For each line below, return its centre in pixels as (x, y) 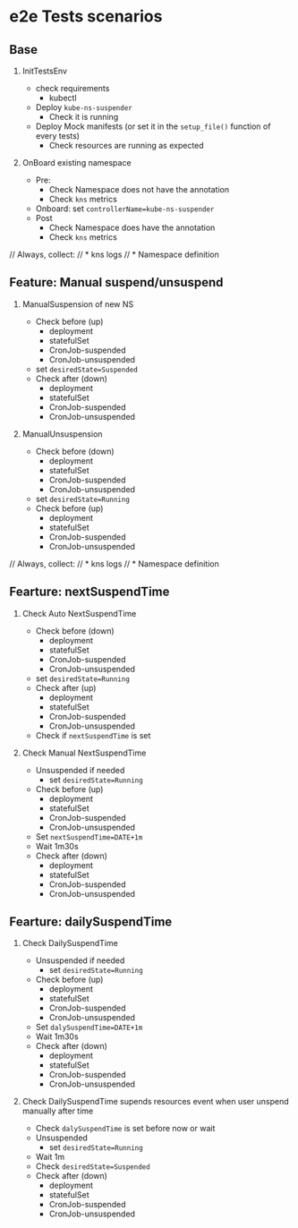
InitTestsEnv (45, 71)
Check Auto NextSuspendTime (79, 613)
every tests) (58, 136)
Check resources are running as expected (126, 145)
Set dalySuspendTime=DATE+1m (89, 1028)
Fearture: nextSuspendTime (89, 592)
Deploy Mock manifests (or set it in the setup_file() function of (153, 126)
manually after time (58, 1111)
